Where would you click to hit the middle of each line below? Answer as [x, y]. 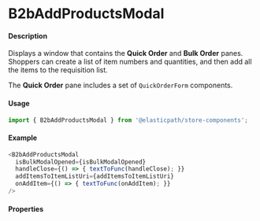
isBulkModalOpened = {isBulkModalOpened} [81, 162]
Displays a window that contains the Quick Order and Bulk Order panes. [126, 53]
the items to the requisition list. [58, 70]
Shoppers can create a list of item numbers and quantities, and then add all [130, 62]
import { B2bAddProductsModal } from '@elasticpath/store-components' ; [128, 120]
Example [23, 138]
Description [28, 35]
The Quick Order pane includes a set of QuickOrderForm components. [121, 85]
